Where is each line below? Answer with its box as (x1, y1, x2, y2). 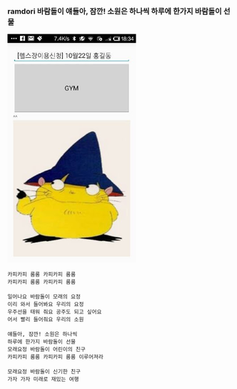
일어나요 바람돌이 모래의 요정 (7, 293, 81, 300)
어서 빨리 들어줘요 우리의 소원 (7, 316, 84, 323)
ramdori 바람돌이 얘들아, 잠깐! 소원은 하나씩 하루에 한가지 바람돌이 (7, 6, 223, 16)
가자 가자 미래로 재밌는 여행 (7, 376, 79, 383)
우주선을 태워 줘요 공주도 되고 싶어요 (7, 308, 102, 315)
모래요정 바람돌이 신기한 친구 (7, 368, 81, 375)
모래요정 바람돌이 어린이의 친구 (7, 346, 86, 353)
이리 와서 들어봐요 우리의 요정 (7, 301, 84, 308)
